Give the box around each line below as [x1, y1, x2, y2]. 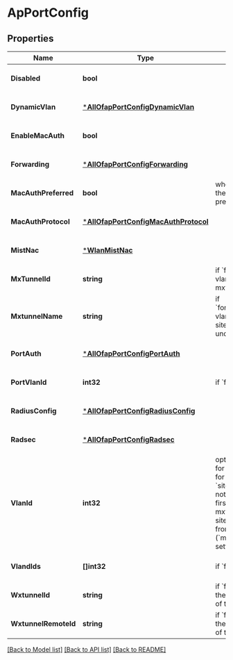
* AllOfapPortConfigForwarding [82, 160, 189, 169]
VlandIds [10, 561, 42, 571]
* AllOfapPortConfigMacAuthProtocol [82, 217, 209, 226]
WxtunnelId [10, 591, 51, 600]
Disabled [10, 74, 41, 83]
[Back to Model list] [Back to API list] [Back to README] [7, 645, 166, 654]
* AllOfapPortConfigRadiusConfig [82, 406, 196, 415]
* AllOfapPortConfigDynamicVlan [82, 102, 195, 112]
